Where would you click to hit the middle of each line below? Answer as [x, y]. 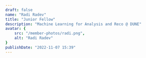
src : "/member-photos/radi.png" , [50, 33]
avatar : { [16, 29]
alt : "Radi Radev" [34, 38]
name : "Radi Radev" [26, 15]
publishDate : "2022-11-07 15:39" [41, 47]
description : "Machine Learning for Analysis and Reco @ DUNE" [74, 24]
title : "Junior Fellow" [30, 19]
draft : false [19, 10]
